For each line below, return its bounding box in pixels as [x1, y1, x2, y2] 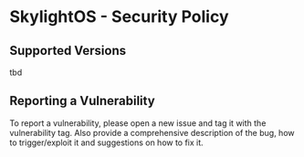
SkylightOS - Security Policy [9, 6, 230, 27]
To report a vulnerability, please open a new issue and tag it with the [9, 117, 267, 129]
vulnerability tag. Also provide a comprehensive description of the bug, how [9, 127, 295, 138]
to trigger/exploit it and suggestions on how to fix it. [9, 137, 204, 148]
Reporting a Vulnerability [9, 93, 155, 109]
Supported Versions [9, 43, 126, 58]
